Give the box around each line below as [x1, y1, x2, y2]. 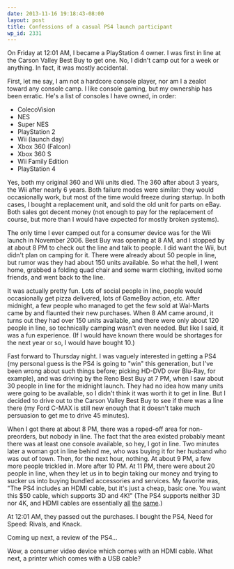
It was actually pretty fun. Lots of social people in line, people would [7, 287, 203, 295]
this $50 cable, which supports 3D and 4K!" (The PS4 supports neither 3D [7, 492, 221, 500]
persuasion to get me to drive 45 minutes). [7, 411, 130, 420]
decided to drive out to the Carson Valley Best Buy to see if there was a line [7, 397, 224, 405]
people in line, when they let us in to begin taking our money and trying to [7, 469, 219, 478]
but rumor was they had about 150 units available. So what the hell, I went [7, 259, 219, 267]
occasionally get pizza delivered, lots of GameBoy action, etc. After [7, 294, 201, 303]
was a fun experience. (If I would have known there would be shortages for [7, 331, 223, 340]
